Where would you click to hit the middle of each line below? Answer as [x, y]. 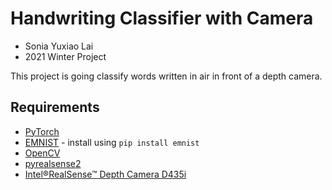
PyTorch [42, 131]
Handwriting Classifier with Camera [162, 18]
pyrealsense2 [53, 163]
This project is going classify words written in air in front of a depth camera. [166, 76]
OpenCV [42, 153]
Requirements [55, 107]
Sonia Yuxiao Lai [59, 46]
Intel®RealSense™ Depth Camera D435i [105, 174]
